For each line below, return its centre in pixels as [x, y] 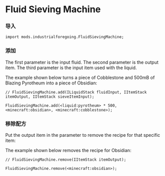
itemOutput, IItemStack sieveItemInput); [50, 97]
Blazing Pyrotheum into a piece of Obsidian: [51, 83]
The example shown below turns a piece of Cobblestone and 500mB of [80, 77]
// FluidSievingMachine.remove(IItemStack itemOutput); [66, 160]
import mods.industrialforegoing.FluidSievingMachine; [65, 37]
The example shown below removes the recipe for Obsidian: [68, 151]
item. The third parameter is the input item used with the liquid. [71, 68]
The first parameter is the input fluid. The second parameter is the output [82, 62]
